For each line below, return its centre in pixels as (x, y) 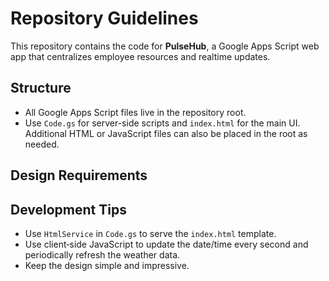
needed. (42, 144)
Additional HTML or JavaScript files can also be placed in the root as (166, 133)
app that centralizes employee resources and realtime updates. (140, 56)
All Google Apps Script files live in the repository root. (135, 112)
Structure (41, 88)
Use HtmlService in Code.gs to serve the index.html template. (150, 233)
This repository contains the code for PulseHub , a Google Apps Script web (165, 46)
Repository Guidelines (104, 18)
